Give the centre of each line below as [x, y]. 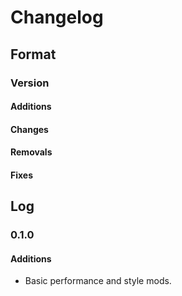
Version [30, 83]
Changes [29, 129]
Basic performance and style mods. [98, 281]
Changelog [57, 17]
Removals [31, 152]
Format [33, 54]
